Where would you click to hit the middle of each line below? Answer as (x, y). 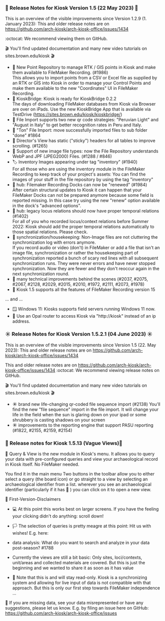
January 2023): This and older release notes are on (57, 24)
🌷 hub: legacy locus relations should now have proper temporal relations (85, 211)
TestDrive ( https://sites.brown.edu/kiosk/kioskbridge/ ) (67, 114)
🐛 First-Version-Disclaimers (33, 499)
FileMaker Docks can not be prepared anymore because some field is (83, 195)
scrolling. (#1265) (30, 146)
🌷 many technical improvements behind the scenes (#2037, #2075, (80, 279)
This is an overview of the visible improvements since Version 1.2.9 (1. (76, 19)
